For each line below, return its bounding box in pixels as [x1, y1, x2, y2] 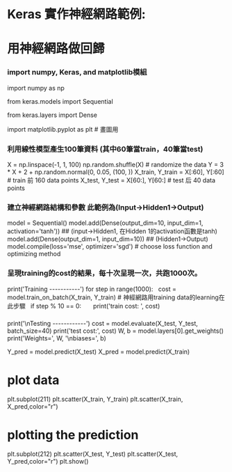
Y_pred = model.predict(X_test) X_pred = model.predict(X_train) [7, 347, 190, 356]
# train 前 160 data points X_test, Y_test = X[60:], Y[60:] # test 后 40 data [7, 175, 216, 184]
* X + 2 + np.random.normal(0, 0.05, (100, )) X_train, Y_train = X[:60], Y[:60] [7, 168, 224, 176]
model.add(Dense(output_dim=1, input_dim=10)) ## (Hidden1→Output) [7, 235, 208, 244]
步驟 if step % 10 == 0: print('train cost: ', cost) [13, 301, 160, 310]
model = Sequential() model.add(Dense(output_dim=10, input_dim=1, [7, 219, 204, 227]
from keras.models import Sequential [7, 97, 113, 105]
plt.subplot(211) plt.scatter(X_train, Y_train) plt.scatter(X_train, [7, 395, 183, 404]
